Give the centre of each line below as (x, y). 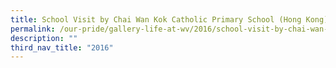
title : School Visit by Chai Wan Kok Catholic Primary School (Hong (156, 19)
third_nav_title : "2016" (62, 47)
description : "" (44, 38)
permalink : (33, 29)
